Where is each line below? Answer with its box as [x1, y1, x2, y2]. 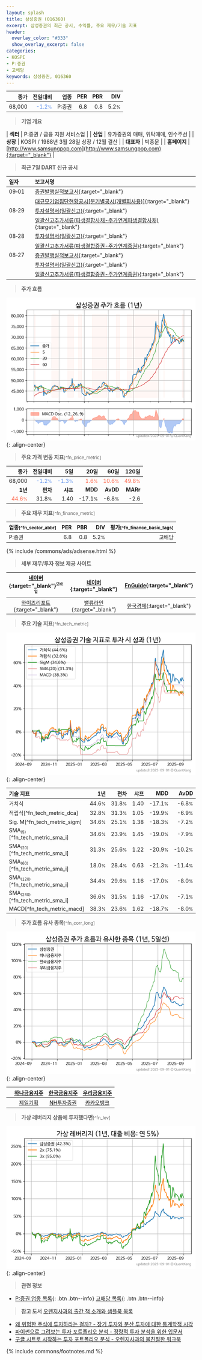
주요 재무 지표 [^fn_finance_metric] [20, 509, 95, 516]
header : [6, 29, 26, 35]
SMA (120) [8, 873, 31, 881]
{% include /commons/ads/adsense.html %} [6, 547, 116, 555]
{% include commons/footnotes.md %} [6, 1347, 103, 1355]
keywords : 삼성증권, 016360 [6, 73, 72, 80]
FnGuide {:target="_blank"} [124, 581, 194, 589]
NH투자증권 [49, 1099, 77, 1106]
